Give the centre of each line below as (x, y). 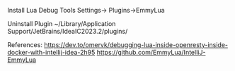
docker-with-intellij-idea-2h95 (51, 52)
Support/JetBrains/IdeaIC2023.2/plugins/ (68, 31)
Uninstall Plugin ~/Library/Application (62, 24)
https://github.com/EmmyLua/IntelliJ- (151, 52)
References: (25, 45)
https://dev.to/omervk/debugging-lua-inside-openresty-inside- (136, 45)
